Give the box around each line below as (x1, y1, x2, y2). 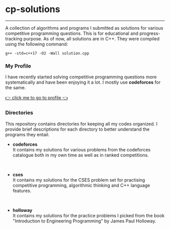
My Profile (5, 62, 31, 69)
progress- (139, 30, 160, 36)
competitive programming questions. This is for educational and (5, 30, 139, 36)
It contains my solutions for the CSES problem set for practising (12, 177, 145, 183)
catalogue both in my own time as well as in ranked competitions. (12, 152, 149, 158)
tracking (5, 35, 23, 41)
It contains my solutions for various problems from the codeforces (12, 146, 151, 152)
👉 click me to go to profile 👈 (5, 95, 68, 101)
